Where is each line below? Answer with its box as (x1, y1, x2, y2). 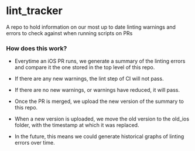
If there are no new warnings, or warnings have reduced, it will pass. (14, 87, 180, 94)
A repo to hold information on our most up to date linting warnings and (6, 23, 176, 30)
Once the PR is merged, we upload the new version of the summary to (14, 98, 184, 105)
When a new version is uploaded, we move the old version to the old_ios (14, 115, 189, 122)
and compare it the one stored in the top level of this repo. (14, 64, 155, 71)
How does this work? (6, 44, 67, 52)
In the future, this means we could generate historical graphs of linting (14, 133, 184, 140)
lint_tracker (6, 4, 63, 18)
